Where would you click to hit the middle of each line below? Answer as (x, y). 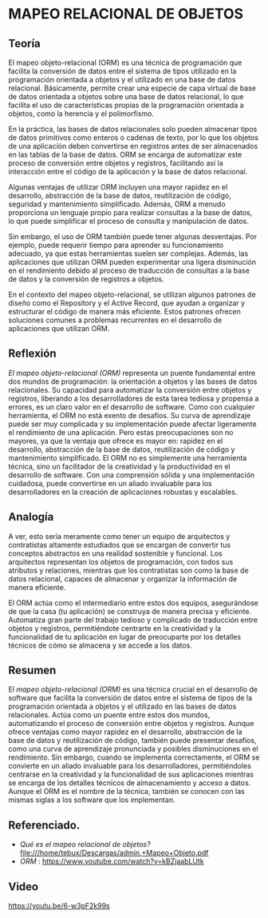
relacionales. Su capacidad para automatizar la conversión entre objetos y (130, 389)
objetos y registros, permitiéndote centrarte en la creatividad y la (115, 628)
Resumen (32, 671)
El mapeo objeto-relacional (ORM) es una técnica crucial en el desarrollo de (133, 689)
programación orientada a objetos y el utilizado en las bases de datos (122, 706)
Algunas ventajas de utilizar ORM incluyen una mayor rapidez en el (118, 187)
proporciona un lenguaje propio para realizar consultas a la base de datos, (130, 212)
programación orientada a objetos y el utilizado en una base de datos (122, 80)
